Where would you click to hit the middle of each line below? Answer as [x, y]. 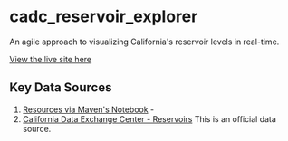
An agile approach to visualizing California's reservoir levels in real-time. [144, 42]
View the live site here [51, 59]
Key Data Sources [61, 88]
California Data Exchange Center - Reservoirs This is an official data [149, 118]
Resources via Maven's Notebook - [88, 109]
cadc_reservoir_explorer [104, 17]
